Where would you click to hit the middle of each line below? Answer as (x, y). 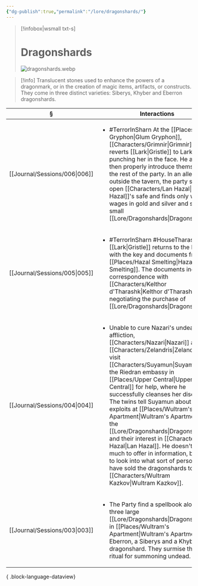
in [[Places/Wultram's (139, 526)
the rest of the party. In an (145, 174)
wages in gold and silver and (148, 203)
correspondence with (139, 277)
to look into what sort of (142, 461)
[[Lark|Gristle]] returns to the (149, 247)
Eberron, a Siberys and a (143, 541)
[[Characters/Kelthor (138, 284)
